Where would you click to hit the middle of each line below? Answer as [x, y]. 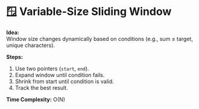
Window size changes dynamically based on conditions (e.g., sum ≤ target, [99, 39]
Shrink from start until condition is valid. [65, 81]
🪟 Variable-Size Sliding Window [89, 12]
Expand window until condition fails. [60, 75]
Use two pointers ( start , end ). [52, 68]
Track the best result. [41, 87]
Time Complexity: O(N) [36, 99]
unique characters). [31, 45]
